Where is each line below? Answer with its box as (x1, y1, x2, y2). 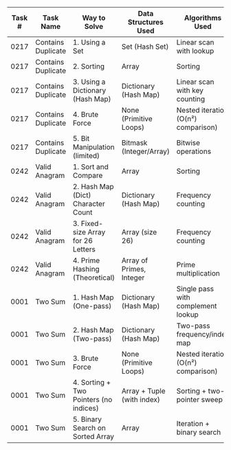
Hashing (72, 265, 100, 273)
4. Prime (72, 256, 100, 265)
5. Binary (72, 415, 102, 424)
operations (176, 147, 212, 156)
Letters (72, 245, 96, 254)
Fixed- (80, 219, 103, 228)
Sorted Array (72, 432, 115, 441)
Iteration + (176, 419, 210, 428)
